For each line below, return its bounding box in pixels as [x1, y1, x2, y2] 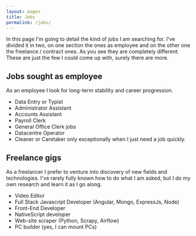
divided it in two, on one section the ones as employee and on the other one [6, 42, 191, 49]
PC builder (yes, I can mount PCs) [14, 224, 97, 230]
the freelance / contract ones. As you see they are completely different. [6, 48, 180, 55]
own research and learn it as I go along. [6, 181, 102, 188]
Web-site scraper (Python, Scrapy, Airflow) [14, 217, 119, 224]
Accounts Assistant [14, 111, 62, 118]
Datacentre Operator [14, 130, 65, 137]
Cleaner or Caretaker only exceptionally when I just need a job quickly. [14, 136, 186, 143]
